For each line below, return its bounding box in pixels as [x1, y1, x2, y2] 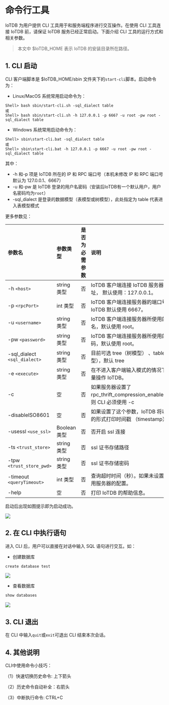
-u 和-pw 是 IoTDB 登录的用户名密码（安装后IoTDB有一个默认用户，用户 [12, 183, 161, 189]
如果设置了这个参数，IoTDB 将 [91, 408, 162, 415]
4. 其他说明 [5, 648, 40, 657]
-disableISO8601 [8, 411, 50, 418]
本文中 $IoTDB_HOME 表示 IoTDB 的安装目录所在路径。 [17, 45, 132, 51]
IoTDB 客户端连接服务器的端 [91, 298, 157, 305]
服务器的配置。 [96, 479, 132, 486]
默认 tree [103, 357, 125, 364]
